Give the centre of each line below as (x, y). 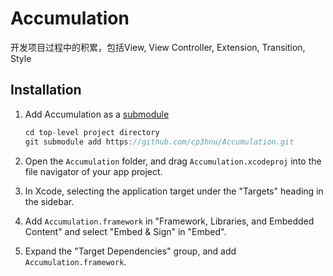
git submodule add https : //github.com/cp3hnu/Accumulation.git (159, 142)
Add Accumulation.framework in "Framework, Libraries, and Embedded (169, 221)
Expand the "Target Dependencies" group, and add (130, 251)
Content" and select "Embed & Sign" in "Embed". (125, 231)
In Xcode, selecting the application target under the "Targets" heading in (174, 191)
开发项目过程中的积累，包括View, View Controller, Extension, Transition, (158, 47)
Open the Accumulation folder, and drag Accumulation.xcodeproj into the (173, 161)
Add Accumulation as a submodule (97, 114)
